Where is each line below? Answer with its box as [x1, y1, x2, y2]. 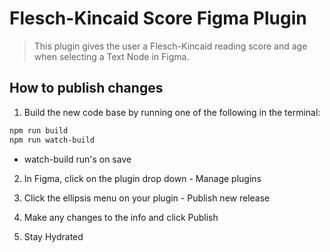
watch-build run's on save [23, 153, 132, 165]
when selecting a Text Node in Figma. [33, 50, 190, 62]
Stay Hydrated [23, 230, 84, 242]
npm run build [9, 125, 69, 136]
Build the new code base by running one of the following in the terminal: [23, 106, 321, 118]
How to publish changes [9, 80, 164, 97]
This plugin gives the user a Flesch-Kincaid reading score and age [33, 40, 308, 52]
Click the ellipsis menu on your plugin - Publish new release [23, 192, 271, 204]
